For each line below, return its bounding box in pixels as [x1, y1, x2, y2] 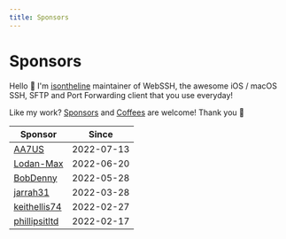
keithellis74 [13, 200, 62, 212]
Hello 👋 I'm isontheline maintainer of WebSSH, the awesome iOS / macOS [9, 81, 277, 91]
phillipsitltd [13, 214, 59, 227]
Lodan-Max [13, 157, 64, 169]
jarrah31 [13, 186, 50, 198]
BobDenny [13, 172, 58, 184]
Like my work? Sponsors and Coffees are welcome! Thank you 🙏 [9, 107, 245, 118]
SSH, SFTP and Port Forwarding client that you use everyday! [9, 89, 233, 100]
